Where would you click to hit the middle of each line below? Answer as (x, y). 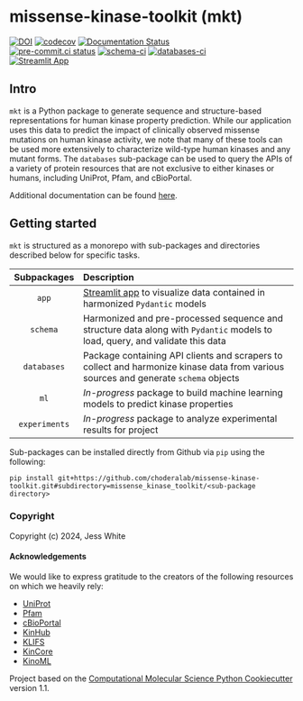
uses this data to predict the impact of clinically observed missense (134, 130)
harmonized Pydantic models (145, 304)
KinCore (37, 651)
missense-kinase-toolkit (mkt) (126, 17)
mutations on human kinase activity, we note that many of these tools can (146, 139)
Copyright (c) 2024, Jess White (68, 536)
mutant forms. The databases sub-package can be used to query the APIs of (151, 159)
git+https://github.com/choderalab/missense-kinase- (158, 478)
